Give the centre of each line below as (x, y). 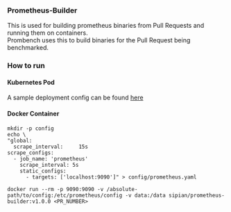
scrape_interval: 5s (49, 165)
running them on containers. (48, 33)
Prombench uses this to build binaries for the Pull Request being (99, 40)
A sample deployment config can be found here (75, 98)
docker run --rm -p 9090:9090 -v (55, 189)
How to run (26, 66)
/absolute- (122, 189)
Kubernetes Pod (31, 82)
